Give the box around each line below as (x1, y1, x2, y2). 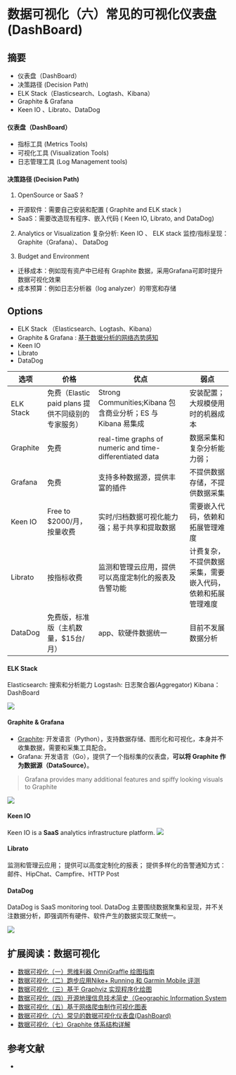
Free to (46, 506, 71, 516)
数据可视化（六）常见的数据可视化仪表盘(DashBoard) (17, 1012, 171, 1020)
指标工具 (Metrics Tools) (17, 140, 88, 149)
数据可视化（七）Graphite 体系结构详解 (17, 1020, 131, 1029)
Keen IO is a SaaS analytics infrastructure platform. (7, 828, 156, 836)
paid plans (46, 398, 82, 408)
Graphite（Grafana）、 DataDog (17, 238, 109, 246)
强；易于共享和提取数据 (98, 522, 176, 532)
